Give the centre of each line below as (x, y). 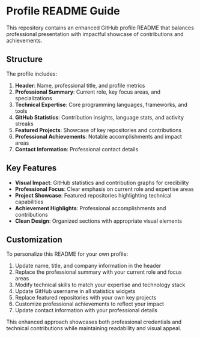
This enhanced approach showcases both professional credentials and (94, 322)
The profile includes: (32, 74)
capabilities (29, 202)
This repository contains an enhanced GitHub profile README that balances (100, 28)
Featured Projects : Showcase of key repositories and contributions (98, 130)
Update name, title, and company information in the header (88, 266)
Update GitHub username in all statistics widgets (75, 291)
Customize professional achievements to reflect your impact (89, 304)
